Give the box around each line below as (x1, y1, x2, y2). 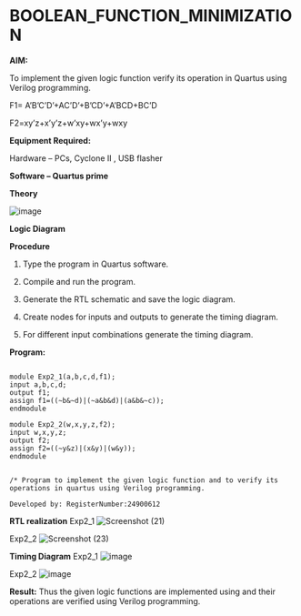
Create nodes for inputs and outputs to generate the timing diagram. (22, 311, 279, 322)
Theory (9, 187, 38, 198)
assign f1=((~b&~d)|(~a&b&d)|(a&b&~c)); (9, 396, 166, 405)
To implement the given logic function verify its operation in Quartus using (9, 72, 287, 83)
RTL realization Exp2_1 (9, 515, 95, 526)
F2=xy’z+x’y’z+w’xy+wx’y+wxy (9, 117, 128, 128)
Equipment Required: (9, 135, 91, 146)
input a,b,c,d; (9, 379, 67, 389)
